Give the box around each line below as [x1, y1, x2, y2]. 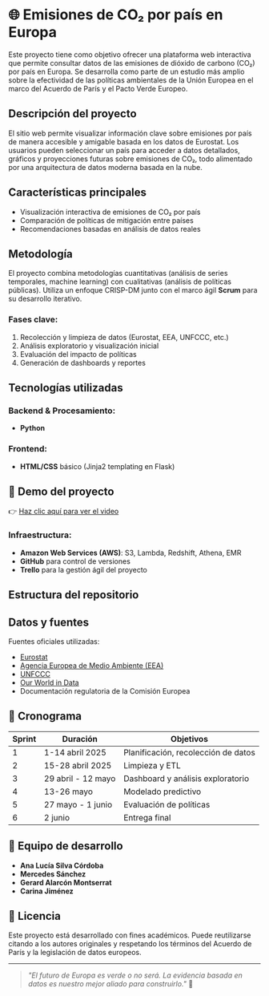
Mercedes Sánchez [19, 868, 86, 879]
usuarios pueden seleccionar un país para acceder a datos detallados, [8, 145, 240, 155]
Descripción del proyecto [8, 107, 138, 121]
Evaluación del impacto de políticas [19, 349, 138, 358]
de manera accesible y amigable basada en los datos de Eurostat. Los [8, 136, 239, 146]
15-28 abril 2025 [43, 759, 112, 771]
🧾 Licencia [8, 909, 62, 923]
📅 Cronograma [8, 710, 82, 723]
